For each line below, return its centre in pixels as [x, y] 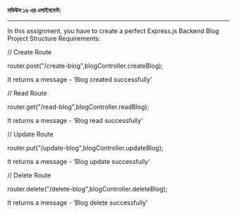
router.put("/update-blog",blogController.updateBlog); [85, 148]
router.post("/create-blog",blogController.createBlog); [85, 66]
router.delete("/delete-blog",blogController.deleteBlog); [87, 189]
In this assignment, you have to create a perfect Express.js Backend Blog [113, 31]
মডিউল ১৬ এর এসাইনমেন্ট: [34, 10]
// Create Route [30, 52]
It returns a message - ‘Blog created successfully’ [80, 79]
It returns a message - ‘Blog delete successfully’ [78, 203]
